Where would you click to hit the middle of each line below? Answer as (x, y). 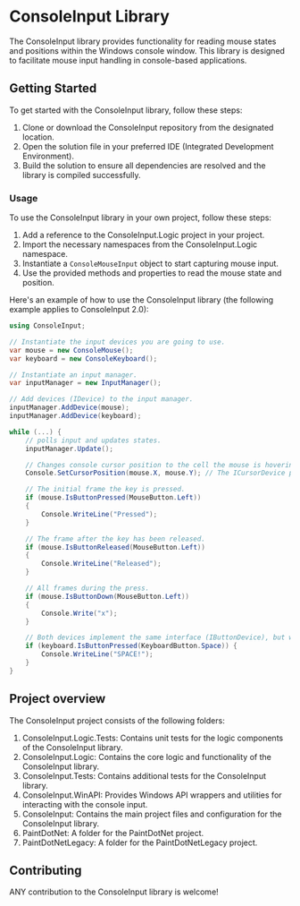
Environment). (48, 156)
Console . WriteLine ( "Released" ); (102, 564)
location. (38, 137)
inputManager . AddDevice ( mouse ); (69, 408)
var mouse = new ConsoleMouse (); (71, 350)
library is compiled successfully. (81, 175)
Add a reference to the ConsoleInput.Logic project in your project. (143, 235)
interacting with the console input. (85, 804)
